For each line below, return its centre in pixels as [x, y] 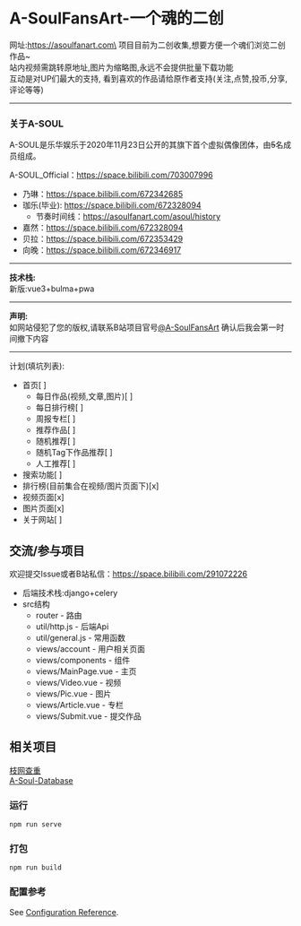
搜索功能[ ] [42, 475]
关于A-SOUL [37, 124]
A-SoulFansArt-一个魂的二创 [116, 18]
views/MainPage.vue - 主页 [86, 671]
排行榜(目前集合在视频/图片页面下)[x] [90, 486]
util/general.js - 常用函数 [81, 638]
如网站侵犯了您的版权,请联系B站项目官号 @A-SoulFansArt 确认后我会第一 [143, 327]
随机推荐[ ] [56, 441]
